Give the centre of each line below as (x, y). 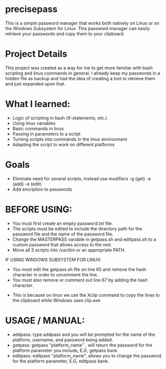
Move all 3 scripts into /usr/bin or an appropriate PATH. (69, 250)
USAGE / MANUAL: (45, 320)
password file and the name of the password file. (63, 234)
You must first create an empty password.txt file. (63, 223)
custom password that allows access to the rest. (62, 244)
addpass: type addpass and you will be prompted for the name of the (84, 334)
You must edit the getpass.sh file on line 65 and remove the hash (79, 269)
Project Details (36, 54)
